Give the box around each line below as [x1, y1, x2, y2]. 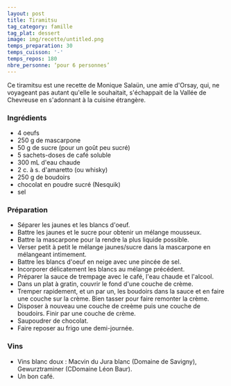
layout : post [7, 10, 45, 17]
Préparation [7, 205, 49, 215]
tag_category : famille [7, 23, 73, 30]
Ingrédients [7, 112, 47, 122]
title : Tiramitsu [7, 17, 58, 24]
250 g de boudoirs [17, 173, 71, 181]
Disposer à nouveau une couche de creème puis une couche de [17, 302, 201, 310]
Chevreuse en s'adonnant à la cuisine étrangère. [7, 95, 146, 104]
